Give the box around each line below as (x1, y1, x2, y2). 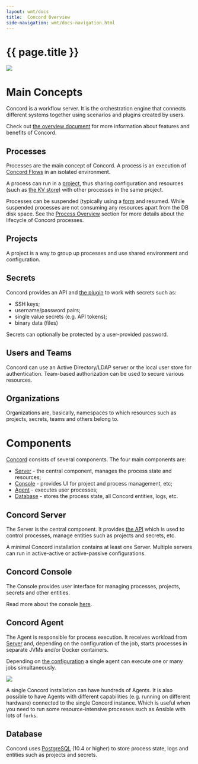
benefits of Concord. (6, 129, 57, 137)
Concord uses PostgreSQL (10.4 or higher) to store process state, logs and (6, 744, 189, 752)
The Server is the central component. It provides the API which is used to (6, 526, 185, 533)
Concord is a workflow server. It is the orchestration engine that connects (6, 105, 186, 112)
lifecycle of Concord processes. (6, 217, 84, 224)
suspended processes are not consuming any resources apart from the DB (6, 204, 189, 211)
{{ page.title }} (6, 45, 79, 59)
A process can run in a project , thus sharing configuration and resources (6, 180, 184, 187)
